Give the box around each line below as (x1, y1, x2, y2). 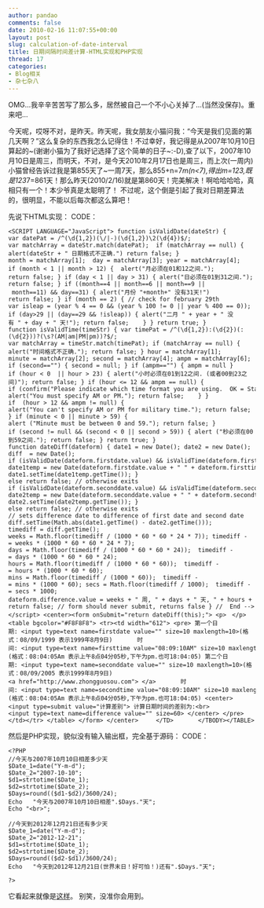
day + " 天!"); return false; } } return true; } (31, 319, 207, 327)
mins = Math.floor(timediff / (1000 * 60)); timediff (8, 573, 192, 581)
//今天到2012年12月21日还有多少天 (8, 820, 108, 828)
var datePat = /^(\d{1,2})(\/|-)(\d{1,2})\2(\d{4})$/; (8, 234, 192, 242)
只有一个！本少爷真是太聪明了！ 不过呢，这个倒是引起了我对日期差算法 (14, 185, 244, 195)
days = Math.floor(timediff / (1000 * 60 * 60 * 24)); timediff (8, 546, 226, 554)
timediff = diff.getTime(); (8, 525, 101, 533)
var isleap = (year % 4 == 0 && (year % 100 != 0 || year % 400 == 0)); (8, 302, 251, 310)
